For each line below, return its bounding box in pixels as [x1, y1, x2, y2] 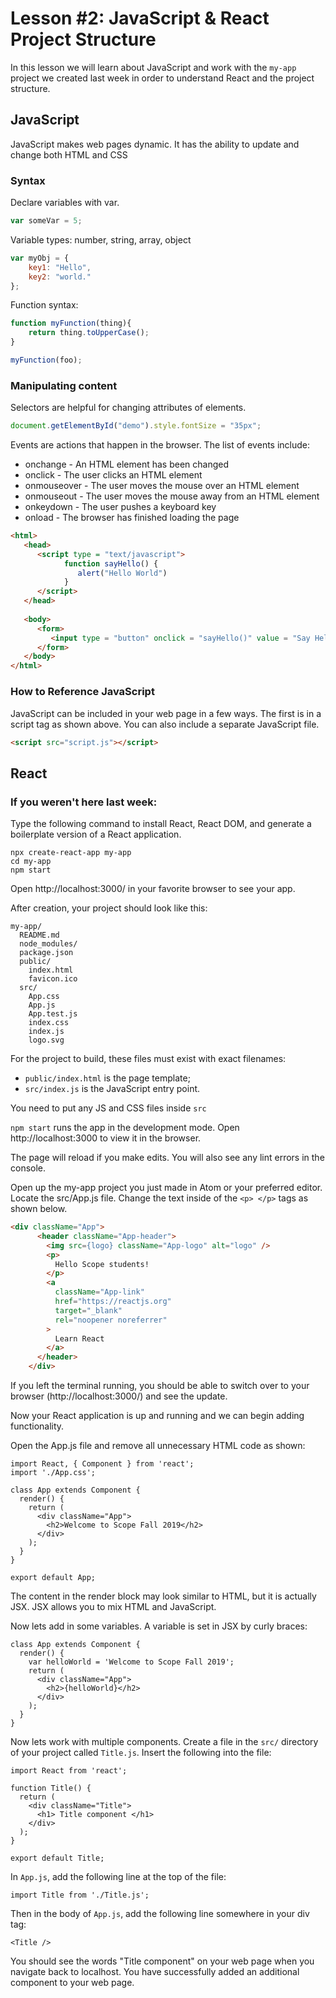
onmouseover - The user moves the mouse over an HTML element [24, 480, 300, 492]
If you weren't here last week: [10, 795, 158, 809]
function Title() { [10, 1783, 92, 1794]
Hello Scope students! [54, 1259, 150, 1269]
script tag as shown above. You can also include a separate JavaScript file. [10, 718, 320, 730]
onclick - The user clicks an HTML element [24, 469, 203, 481]
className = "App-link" [54, 1287, 145, 1297]
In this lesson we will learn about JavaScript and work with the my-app [10, 61, 297, 73]
